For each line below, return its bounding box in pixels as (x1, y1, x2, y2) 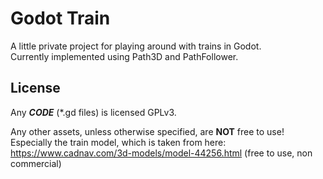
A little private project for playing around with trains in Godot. (10, 40, 262, 52)
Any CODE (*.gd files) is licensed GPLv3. (10, 106, 177, 118)
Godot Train (10, 7, 111, 30)
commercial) (10, 157, 62, 169)
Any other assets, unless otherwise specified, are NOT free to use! (10, 125, 285, 137)
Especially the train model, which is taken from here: (10, 136, 227, 148)
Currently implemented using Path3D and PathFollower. (10, 50, 239, 62)
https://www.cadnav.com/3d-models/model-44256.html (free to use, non (10, 147, 313, 159)
